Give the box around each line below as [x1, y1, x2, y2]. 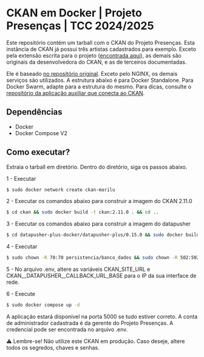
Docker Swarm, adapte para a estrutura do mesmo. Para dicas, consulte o [6, 82, 192, 90]
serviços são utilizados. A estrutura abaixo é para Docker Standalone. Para [6, 76, 194, 84]
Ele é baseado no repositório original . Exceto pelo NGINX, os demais [6, 70, 178, 77]
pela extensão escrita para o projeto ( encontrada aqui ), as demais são [6, 52, 182, 59]
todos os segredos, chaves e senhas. [6, 344, 100, 351]
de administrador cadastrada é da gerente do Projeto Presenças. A [6, 319, 174, 327]
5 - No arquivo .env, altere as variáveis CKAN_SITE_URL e [6, 265, 151, 273]
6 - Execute [6, 290, 35, 298]
